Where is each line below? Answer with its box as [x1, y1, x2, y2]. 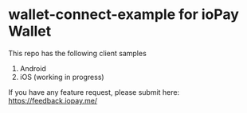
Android [19, 63, 46, 73]
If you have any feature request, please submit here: [8, 87, 180, 96]
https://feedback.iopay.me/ [8, 96, 98, 105]
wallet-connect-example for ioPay [8, 6, 239, 24]
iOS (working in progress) [19, 72, 105, 81]
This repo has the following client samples [8, 48, 147, 58]
